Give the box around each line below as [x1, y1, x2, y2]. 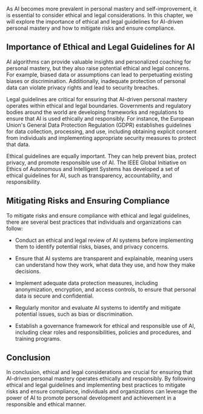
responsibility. [6, 178, 41, 185]
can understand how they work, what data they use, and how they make [15, 261, 196, 269]
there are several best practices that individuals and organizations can [6, 218, 182, 225]
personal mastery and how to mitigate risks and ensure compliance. [6, 24, 176, 32]
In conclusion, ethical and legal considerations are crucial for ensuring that [6, 369, 193, 376]
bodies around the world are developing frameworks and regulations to [6, 109, 184, 116]
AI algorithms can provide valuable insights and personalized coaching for [6, 58, 191, 65]
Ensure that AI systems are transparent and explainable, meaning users [15, 255, 193, 262]
